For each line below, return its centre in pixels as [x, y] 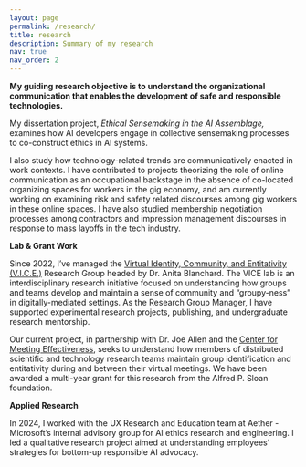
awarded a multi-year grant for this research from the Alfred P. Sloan [139, 378]
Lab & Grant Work [43, 246]
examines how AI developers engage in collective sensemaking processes [149, 133]
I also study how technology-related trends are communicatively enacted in [152, 160]
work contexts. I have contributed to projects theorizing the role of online [147, 170]
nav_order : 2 [34, 60]
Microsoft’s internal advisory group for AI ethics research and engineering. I [152, 433]
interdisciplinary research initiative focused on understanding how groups [148, 283]
